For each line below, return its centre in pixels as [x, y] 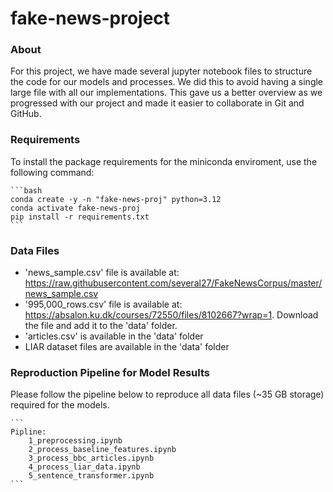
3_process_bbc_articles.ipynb [91, 458]
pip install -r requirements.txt [80, 217]
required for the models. [60, 405]
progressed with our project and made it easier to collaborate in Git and [157, 103]
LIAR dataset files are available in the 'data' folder [127, 347]
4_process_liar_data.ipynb [84, 467]
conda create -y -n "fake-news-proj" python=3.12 [116, 199]
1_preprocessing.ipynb [75, 441]
